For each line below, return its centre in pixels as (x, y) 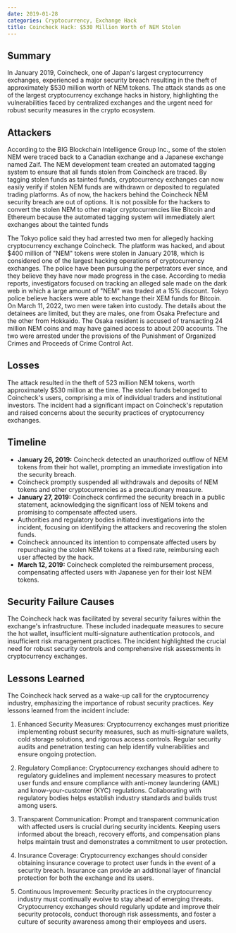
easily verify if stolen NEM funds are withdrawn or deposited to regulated (113, 187)
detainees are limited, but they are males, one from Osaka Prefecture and (113, 313)
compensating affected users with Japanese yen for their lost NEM (114, 572)
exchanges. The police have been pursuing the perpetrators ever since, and (117, 268)
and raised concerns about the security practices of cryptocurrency (106, 412)
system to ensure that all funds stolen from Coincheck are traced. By (107, 172)
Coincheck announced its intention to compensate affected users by (117, 542)
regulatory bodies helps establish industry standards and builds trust (117, 798)
